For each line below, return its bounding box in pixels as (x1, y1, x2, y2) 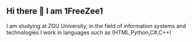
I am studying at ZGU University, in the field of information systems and (6, 22, 186, 29)
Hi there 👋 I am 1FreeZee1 (6, 6, 103, 16)
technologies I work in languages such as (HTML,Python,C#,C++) (6, 29, 172, 36)
